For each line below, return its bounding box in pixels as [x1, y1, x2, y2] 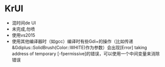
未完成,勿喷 [11, 26, 35, 32]
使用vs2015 [11, 32, 36, 38]
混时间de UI [11, 20, 36, 26]
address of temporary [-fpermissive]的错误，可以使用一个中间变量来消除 [11, 50, 160, 57]
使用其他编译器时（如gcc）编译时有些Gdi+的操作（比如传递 [11, 38, 134, 44]
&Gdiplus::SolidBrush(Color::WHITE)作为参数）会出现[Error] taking [11, 44, 147, 50]
